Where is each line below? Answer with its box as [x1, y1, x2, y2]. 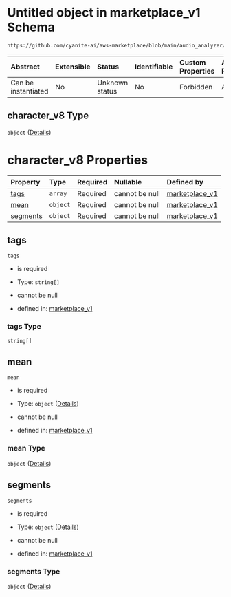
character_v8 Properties [7, 152, 148, 168]
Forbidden [179, 82, 213, 91]
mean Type [7, 444, 46, 453]
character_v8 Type [7, 110, 89, 122]
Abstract [10, 62, 40, 72]
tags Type [7, 322, 41, 332]
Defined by [166, 177, 204, 186]
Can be [10, 78, 34, 87]
